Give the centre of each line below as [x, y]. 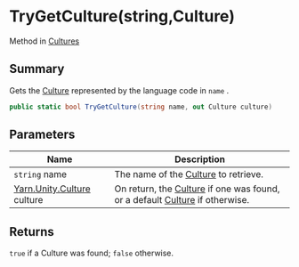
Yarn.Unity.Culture [52, 189]
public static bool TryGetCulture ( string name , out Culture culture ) [141, 107]
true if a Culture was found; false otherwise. [92, 253]
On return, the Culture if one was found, [197, 189]
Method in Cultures [44, 41]
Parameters [42, 135]
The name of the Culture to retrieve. [189, 174]
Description [200, 159]
